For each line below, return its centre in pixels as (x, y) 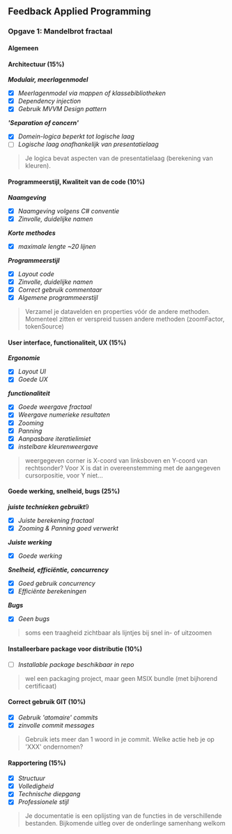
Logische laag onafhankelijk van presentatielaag (88, 144)
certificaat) (41, 686)
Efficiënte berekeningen (52, 591)
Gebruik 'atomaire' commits (58, 717)
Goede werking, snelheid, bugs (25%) (64, 491)
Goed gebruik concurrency (57, 584)
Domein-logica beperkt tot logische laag (76, 136)
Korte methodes (32, 233)
